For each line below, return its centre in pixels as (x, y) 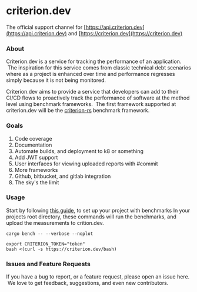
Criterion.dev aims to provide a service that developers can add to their (93, 92)
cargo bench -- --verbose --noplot (50, 234)
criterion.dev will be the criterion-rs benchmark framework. (78, 111)
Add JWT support (36, 157)
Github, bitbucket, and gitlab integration (63, 176)
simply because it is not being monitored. (56, 80)
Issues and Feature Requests (49, 264)
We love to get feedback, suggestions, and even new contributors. (88, 283)
